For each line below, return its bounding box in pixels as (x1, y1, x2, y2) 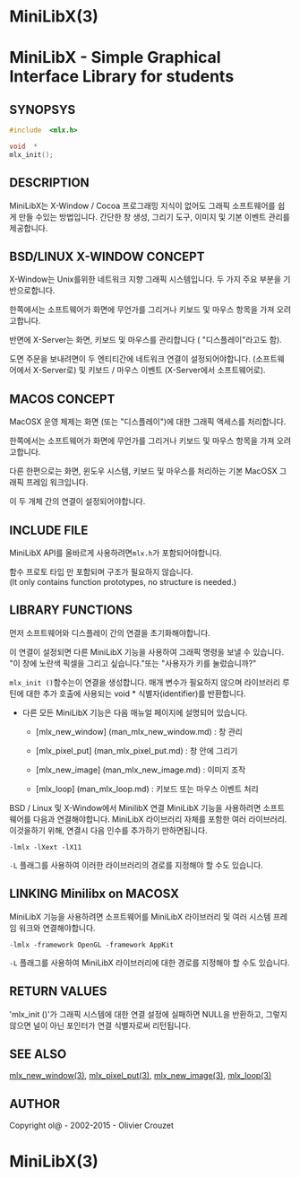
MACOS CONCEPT (9, 391, 116, 406)
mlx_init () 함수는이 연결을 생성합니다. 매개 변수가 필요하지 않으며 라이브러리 (9, 676, 280, 687)
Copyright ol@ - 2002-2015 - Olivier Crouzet (9, 1120, 175, 1131)
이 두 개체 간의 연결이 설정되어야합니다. (9, 496, 146, 507)
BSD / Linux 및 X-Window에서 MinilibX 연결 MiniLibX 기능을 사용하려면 (9, 802, 261, 813)
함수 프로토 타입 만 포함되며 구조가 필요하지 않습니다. (9, 567, 193, 578)
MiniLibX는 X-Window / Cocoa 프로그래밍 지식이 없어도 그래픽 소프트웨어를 (9, 200, 276, 211)
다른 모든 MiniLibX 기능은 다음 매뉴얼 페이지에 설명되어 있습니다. (21, 707, 248, 718)
